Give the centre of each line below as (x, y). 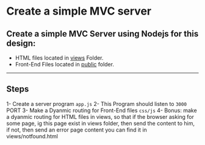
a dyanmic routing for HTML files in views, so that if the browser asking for (100, 116)
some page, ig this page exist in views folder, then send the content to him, (101, 123)
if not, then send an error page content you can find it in (77, 130)
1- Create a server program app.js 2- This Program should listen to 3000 (97, 104)
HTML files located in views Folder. (59, 58)
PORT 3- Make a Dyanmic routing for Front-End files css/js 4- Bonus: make (102, 110)
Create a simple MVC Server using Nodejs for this (103, 34)
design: (21, 43)
